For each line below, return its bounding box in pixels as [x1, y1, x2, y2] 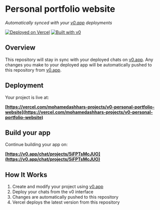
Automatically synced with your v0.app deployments [5, 20, 112, 26]
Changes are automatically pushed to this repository [12, 194, 119, 200]
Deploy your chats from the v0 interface [12, 189, 94, 195]
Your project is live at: [5, 94, 49, 100]
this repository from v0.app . [5, 67, 62, 73]
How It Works [5, 171, 48, 179]
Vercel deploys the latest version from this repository [12, 199, 120, 205]
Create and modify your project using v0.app [12, 183, 103, 190]
